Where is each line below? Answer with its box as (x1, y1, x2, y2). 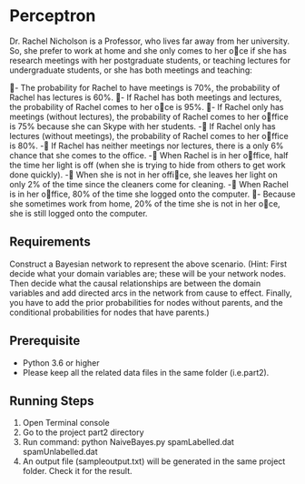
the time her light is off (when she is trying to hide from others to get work (9, 159, 286, 170)
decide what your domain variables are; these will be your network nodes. (9, 267, 287, 278)
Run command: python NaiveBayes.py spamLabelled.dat (22, 437, 234, 448)
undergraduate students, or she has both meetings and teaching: (9, 65, 252, 76)
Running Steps (9, 393, 94, 408)
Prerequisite (9, 333, 81, 348)
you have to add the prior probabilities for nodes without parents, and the (9, 297, 283, 308)
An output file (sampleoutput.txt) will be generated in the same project (22, 456, 286, 467)
